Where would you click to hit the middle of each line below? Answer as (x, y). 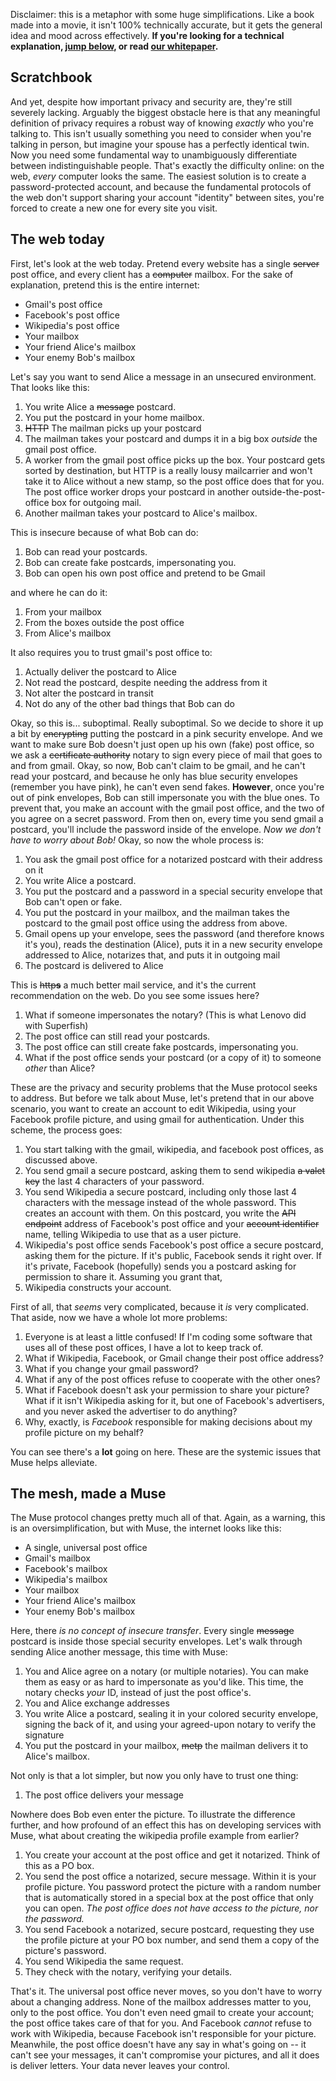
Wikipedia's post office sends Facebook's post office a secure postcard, (174, 1245)
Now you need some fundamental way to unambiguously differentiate (154, 155)
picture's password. (65, 1951)
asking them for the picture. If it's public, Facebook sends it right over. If (173, 1255)
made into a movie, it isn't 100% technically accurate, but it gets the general (166, 25)
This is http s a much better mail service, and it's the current (133, 985)
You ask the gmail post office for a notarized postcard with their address (173, 859)
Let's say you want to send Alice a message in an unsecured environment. (163, 376)
